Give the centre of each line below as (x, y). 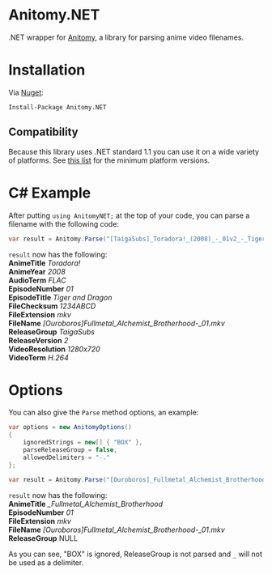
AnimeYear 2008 (37, 271)
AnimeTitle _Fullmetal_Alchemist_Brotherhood (86, 504)
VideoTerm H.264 (38, 357)
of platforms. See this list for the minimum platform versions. (109, 160)
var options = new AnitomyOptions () (70, 427)
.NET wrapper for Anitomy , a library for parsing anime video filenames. (126, 37)
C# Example (50, 193)
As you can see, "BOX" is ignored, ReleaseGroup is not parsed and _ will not (136, 554)
